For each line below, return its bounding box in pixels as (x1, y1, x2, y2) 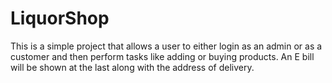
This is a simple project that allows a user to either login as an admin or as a (10, 40, 323, 52)
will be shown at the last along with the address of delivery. (10, 61, 255, 73)
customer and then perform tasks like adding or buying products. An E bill (10, 50, 315, 62)
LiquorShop (10, 7, 110, 30)
